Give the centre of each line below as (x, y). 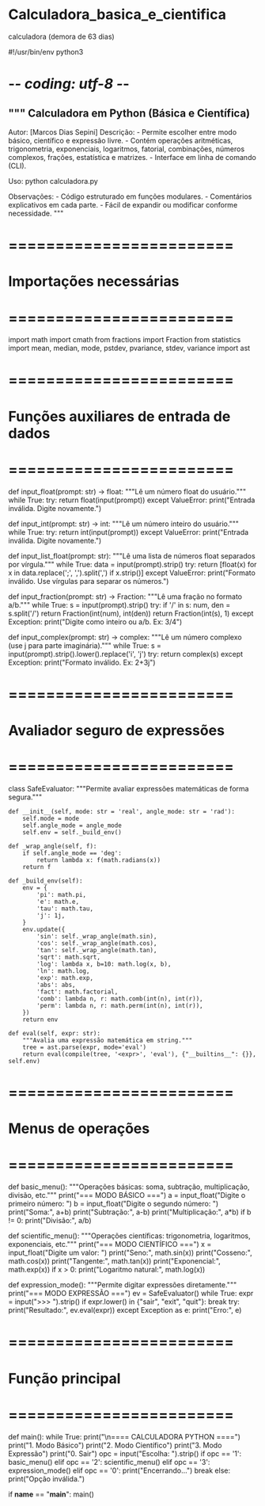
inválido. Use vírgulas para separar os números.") (89, 581)
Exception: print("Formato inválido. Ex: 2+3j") (82, 662)
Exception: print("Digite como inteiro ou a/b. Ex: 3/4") (95, 621)
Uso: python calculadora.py (53, 181)
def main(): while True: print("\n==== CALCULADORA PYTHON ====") (125, 1436)
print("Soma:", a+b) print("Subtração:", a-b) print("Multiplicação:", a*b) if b (130, 1212)
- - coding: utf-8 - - (69, 84)
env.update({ (44, 929)
